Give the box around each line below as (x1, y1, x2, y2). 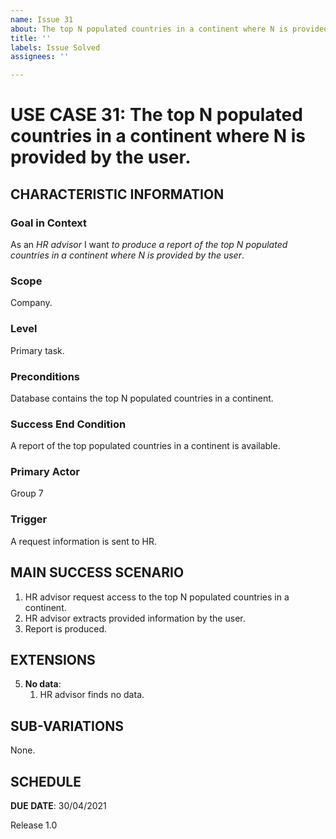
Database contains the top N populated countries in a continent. (10, 392, 274, 404)
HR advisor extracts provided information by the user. (24, 612, 246, 624)
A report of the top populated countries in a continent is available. (10, 440, 281, 452)
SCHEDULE (10, 773, 82, 790)
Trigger (10, 512, 48, 526)
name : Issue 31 (10, 14, 74, 25)
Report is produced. (24, 622, 108, 635)
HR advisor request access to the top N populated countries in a (24, 591, 290, 603)
